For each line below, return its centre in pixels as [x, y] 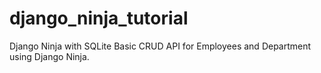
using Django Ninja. [49, 56]
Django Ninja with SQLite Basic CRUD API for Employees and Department [160, 46]
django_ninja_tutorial [99, 18]
